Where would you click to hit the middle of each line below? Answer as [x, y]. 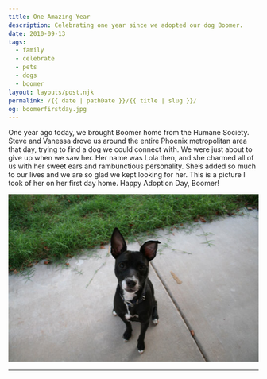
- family [30, 50]
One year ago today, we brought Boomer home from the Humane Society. [129, 133]
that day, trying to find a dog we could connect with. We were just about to [130, 149]
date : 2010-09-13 [37, 33]
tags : [17, 42]
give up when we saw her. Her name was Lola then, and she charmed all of [131, 158]
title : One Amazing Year [49, 17]
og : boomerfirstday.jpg [48, 109]
